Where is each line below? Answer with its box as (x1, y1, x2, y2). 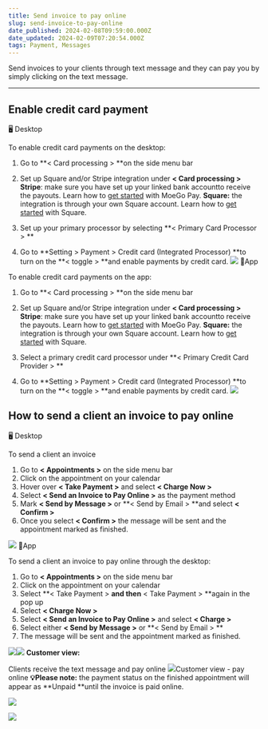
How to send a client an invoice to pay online (8, 409, 234, 423)
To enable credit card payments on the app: (8, 272, 152, 281)
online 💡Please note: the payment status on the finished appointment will (8, 672, 250, 682)
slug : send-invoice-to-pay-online (8, 19, 124, 27)
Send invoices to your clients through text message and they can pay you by (8, 63, 260, 73)
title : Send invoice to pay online (8, 11, 127, 20)
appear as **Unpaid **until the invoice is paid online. (8, 681, 184, 691)
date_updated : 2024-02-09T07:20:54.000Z (8, 34, 145, 42)
